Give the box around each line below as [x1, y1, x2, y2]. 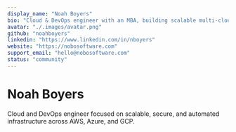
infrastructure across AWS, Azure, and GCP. [7, 117, 135, 125]
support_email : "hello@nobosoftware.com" [7, 50, 131, 57]
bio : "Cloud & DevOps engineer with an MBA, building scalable [7, 17, 197, 24]
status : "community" [7, 56, 68, 63]
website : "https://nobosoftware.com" [7, 43, 118, 50]
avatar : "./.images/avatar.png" [7, 23, 102, 30]
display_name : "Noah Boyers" [7, 10, 93, 18]
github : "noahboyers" [7, 29, 71, 37]
